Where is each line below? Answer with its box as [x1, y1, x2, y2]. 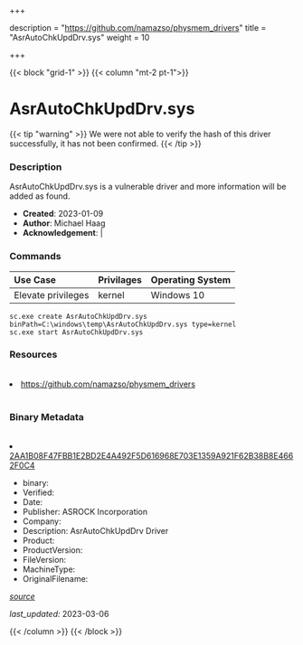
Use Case [14, 273, 57, 285]
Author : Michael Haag [22, 218, 106, 229]
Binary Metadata [9, 410, 84, 423]
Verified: [22, 487, 55, 498]
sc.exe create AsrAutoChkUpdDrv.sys [9, 312, 147, 321]
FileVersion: [22, 555, 67, 566]
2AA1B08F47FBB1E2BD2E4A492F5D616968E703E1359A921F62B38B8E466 [9, 451, 294, 462]
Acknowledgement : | [22, 228, 104, 238]
